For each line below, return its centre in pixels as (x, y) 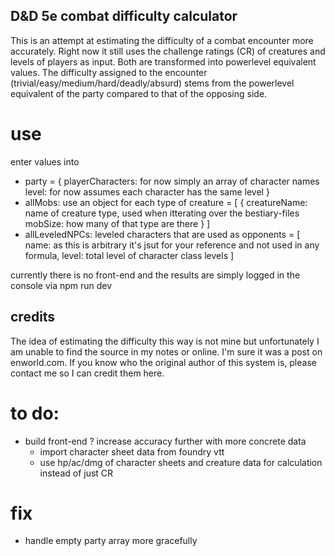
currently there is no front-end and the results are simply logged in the (155, 275)
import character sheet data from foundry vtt (132, 451)
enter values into (45, 161)
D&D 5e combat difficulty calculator (124, 16)
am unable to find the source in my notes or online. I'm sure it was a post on (166, 351)
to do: (35, 413)
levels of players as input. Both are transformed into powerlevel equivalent (163, 61)
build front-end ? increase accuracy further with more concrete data (165, 441)
